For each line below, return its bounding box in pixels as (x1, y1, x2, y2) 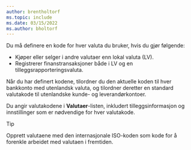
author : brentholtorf (6, 8, 61, 15)
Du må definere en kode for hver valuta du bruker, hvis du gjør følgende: (6, 42, 185, 49)
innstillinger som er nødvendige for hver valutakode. (6, 109, 135, 116)
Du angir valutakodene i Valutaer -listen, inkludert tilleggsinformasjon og (6, 103, 185, 110)
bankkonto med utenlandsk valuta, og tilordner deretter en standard (6, 85, 174, 92)
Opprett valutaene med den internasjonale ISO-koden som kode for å (6, 132, 177, 139)
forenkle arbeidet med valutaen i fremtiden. (6, 139, 114, 146)
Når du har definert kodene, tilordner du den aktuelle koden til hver (6, 78, 172, 85)
